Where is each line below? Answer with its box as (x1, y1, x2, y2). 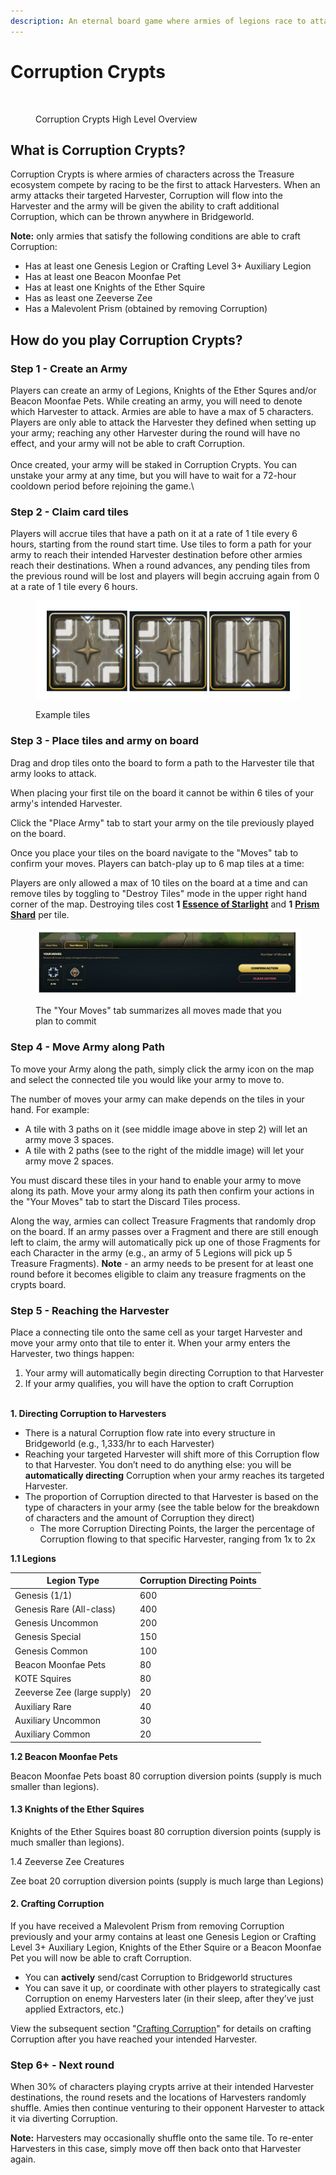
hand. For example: (10, 1103, 90, 1115)
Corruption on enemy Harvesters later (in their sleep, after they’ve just (24, 1993, 314, 2005)
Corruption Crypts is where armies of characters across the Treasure (10, 168, 295, 180)
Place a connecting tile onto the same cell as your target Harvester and (10, 1326, 303, 1338)
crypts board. (10, 1278, 67, 1290)
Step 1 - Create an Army (10, 361, 128, 375)
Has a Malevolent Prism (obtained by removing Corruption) (24, 303, 268, 315)
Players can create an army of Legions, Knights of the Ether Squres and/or (10, 385, 317, 397)
